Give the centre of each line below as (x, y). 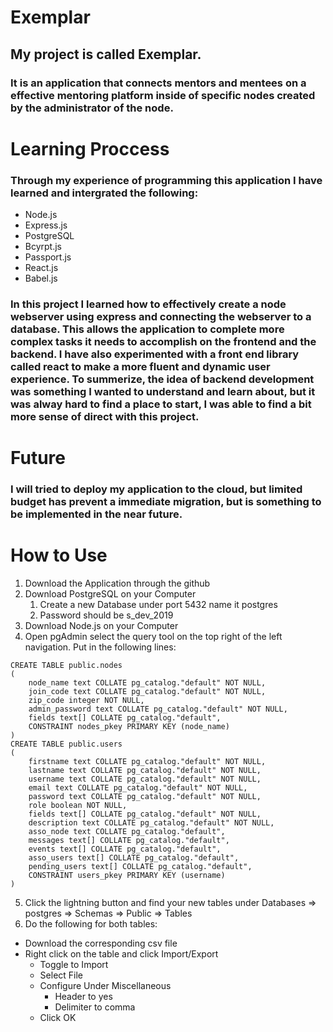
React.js (41, 267)
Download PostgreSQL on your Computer (110, 593)
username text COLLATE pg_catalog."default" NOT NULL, (145, 779)
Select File (61, 975)
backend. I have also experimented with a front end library (155, 354)
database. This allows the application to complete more (147, 329)
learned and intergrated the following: (104, 193)
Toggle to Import (74, 964)
